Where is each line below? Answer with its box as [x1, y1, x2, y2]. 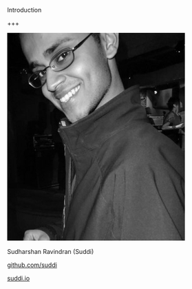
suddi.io [7, 275, 30, 282]
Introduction [7, 6, 42, 14]
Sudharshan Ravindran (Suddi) [7, 248, 94, 255]
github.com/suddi [7, 261, 57, 269]
